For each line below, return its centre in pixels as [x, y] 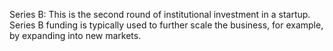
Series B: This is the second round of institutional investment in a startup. [160, 14]
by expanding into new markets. [75, 35]
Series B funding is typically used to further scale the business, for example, [166, 25]
